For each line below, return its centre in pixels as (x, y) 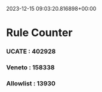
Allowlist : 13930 (31, 83)
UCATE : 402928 (31, 51)
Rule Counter (39, 33)
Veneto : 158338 (30, 68)
